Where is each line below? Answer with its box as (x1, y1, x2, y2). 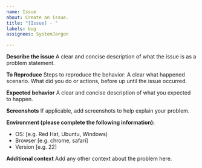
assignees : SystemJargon (6, 31, 69, 37)
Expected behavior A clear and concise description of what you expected (6, 89, 191, 96)
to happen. (6, 96, 33, 103)
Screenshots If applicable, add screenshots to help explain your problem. (6, 107, 190, 114)
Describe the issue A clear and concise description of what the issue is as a (6, 53, 197, 60)
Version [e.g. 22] (15, 143, 57, 151)
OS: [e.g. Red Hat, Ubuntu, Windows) (15, 131, 108, 138)
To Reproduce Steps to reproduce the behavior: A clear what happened (6, 71, 186, 78)
